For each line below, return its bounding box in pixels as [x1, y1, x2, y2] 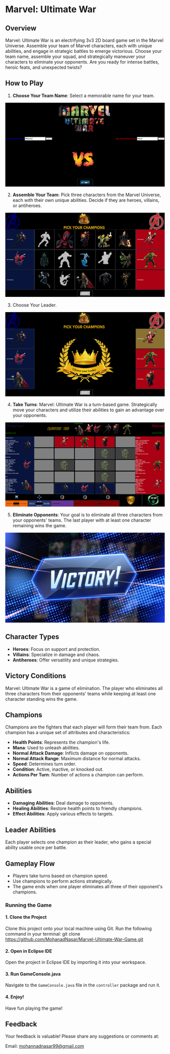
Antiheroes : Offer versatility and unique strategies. [12, 657, 119, 663]
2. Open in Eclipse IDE [5, 948, 52, 954]
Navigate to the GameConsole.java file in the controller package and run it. [5, 982, 161, 988]
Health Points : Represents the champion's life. [12, 739, 110, 745]
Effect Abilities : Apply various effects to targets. [12, 811, 114, 817]
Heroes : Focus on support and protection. [12, 646, 101, 652]
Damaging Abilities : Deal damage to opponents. [12, 800, 114, 806]
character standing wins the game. [5, 696, 78, 702]
